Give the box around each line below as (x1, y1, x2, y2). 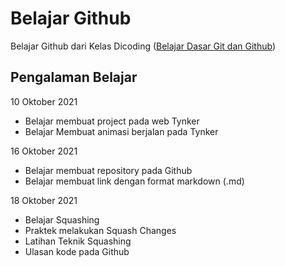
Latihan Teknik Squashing (24, 235, 132, 247)
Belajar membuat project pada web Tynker (24, 115, 200, 127)
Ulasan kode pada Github (24, 245, 130, 257)
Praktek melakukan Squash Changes (24, 224, 177, 236)
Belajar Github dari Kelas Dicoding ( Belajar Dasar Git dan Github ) (10, 40, 276, 52)
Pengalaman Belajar (10, 69, 138, 86)
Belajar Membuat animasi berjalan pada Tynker (24, 125, 219, 137)
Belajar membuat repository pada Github (24, 164, 193, 176)
